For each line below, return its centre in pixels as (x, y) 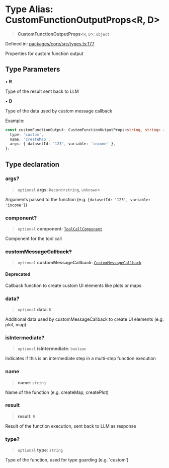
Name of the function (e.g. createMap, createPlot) (57, 392)
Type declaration (32, 164)
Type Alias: (29, 9)
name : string (32, 382)
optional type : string (40, 450)
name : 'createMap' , (30, 139)
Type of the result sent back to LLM (42, 91)
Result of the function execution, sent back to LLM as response (71, 426)
